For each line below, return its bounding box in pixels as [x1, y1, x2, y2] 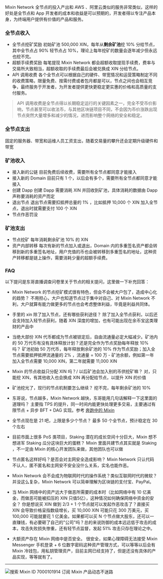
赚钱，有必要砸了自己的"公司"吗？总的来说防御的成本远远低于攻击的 [16, 519, 152, 525]
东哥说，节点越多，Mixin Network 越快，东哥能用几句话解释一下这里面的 [12, 395, 158, 401]
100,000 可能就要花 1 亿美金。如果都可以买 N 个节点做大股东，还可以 [12, 514, 150, 519]
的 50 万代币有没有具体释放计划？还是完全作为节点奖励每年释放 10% [12, 340, 149, 346]
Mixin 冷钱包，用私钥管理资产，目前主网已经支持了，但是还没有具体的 [12, 548, 152, 554]
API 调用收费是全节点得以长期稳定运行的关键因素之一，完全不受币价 [16, 100, 153, 106]
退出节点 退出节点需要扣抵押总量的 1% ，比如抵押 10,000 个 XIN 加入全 [12, 199, 154, 205]
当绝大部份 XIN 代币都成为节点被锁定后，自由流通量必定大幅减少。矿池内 [12, 334, 158, 340]
